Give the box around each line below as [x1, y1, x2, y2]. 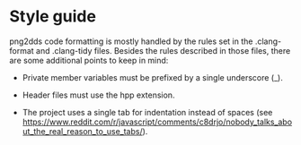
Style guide [9, 6, 97, 27]
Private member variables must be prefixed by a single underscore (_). [22, 72, 283, 82]
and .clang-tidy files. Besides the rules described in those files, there [35, 45, 291, 55]
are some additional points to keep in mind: [9, 55, 169, 65]
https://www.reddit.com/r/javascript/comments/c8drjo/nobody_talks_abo [22, 116, 293, 127]
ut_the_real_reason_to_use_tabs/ [22, 125, 143, 136]
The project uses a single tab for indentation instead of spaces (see [22, 107, 273, 117]
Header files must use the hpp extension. [22, 90, 175, 100]
